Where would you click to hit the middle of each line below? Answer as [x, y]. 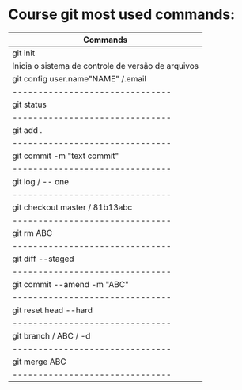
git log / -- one [41, 181]
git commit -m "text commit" [66, 156]
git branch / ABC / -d [51, 335]
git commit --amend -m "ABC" [70, 284]
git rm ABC [32, 233]
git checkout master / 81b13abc [72, 207]
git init [24, 53]
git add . [27, 130]
